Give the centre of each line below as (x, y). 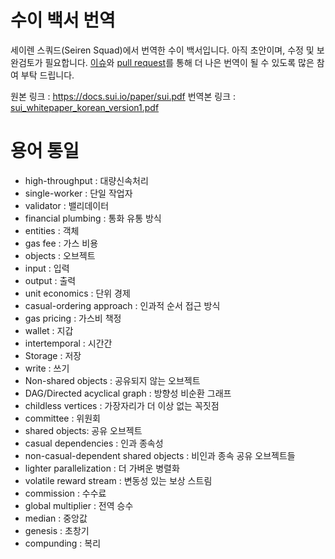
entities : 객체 (52, 230)
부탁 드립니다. (47, 75)
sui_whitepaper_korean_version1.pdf (85, 107)
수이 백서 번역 (63, 20)
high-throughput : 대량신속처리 (86, 180)
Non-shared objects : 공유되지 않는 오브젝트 (112, 380)
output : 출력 (50, 280)
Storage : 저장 (53, 355)
